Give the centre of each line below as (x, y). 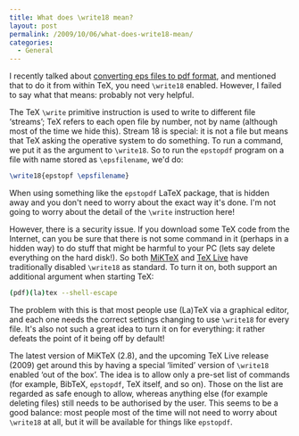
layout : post (33, 26)
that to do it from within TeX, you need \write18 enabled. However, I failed (145, 86)
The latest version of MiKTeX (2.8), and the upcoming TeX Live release (139, 355)
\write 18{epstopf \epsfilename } (69, 176)
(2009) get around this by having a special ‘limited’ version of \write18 (139, 365)
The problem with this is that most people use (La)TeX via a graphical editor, (149, 309)
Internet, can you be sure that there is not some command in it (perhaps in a (149, 239)
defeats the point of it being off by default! (87, 338)
